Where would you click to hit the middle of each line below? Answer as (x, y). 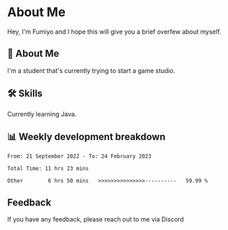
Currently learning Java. (42, 114)
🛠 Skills (25, 94)
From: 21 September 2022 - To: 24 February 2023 (79, 156)
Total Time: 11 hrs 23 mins (48, 169)
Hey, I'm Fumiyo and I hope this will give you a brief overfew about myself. (114, 32)
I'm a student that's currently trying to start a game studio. (91, 70)
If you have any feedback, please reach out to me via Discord (95, 219)
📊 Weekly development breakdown (86, 136)
